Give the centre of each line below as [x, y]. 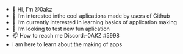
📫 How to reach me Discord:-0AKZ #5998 [66, 35]
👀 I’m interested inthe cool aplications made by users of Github [91, 16]
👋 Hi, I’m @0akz [32, 9]
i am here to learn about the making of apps [67, 44]
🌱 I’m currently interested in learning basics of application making [94, 22]
